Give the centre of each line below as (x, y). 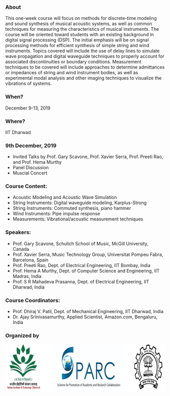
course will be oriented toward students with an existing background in (80, 35)
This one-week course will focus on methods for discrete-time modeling (81, 18)
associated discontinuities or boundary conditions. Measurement (73, 62)
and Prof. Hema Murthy (37, 162)
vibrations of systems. (29, 83)
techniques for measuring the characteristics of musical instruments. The (82, 29)
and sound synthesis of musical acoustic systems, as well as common (79, 24)
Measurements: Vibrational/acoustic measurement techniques (78, 219)
